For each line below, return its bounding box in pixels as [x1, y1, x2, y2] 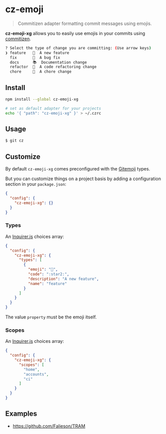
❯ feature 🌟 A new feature [5, 50, 70, 55]
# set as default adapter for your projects [5, 106, 101, 111]
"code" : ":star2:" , [27, 272, 70, 277]
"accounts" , [23, 371, 49, 377]
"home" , [23, 367, 40, 372]
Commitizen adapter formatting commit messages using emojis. [17, 20, 152, 26]
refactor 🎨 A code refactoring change [10, 65, 97, 70]
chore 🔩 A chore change [10, 69, 72, 74]
